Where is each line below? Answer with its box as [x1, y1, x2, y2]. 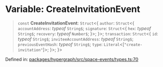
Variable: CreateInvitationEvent [5, 3, 141, 15]
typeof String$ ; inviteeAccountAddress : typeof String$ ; [17, 36, 134, 42]
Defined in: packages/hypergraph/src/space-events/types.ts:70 [5, 56, 139, 62]
